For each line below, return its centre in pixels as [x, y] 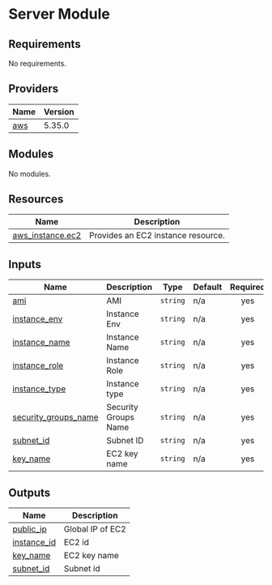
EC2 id [76, 542]
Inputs [25, 264]
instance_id [34, 542]
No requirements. [38, 63]
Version [59, 112]
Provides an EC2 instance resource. [157, 236]
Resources [36, 199]
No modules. [30, 173]
